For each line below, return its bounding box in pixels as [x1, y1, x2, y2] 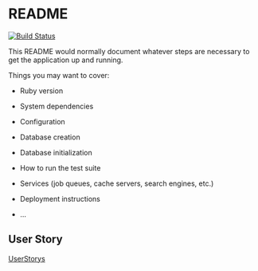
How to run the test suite [19, 163, 101, 172]
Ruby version [19, 85, 64, 96]
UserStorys [8, 253, 45, 263]
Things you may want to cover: [8, 70, 110, 80]
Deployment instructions [19, 194, 101, 203]
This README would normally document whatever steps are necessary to [8, 46, 250, 56]
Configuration [19, 116, 65, 126]
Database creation [19, 132, 81, 142]
